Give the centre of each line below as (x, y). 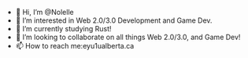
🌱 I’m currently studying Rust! (63, 29)
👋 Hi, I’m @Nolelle (44, 12)
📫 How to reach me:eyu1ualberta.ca (75, 46)
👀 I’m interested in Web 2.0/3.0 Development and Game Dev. (114, 20)
